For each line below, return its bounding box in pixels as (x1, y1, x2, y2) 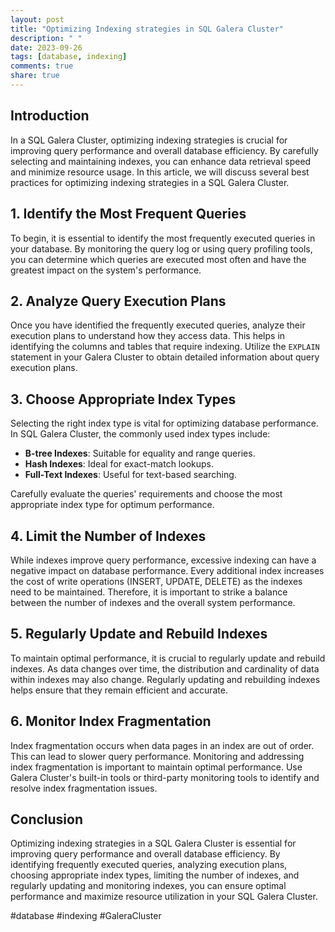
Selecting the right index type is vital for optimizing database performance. (10, 417, 319, 430)
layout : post (10, 14, 65, 25)
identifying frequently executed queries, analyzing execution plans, (10, 859, 288, 871)
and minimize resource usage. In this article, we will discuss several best (10, 166, 310, 178)
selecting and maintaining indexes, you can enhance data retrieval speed (10, 155, 312, 167)
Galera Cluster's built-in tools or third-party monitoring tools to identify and (10, 771, 320, 783)
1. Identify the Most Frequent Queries (10, 206, 247, 223)
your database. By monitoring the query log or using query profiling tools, (10, 242, 313, 255)
